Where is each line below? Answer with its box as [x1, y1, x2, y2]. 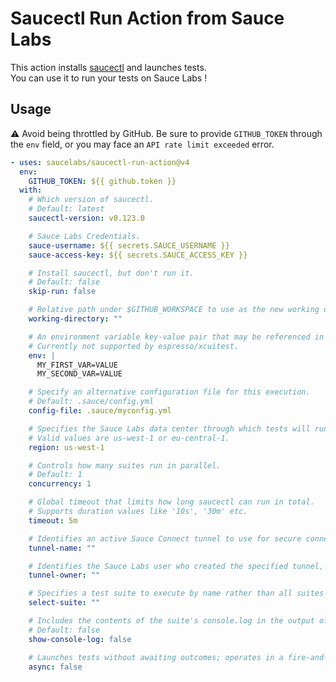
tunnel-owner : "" [28, 570, 101, 581]
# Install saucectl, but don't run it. [28, 268, 195, 278]
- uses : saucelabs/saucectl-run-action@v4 [10, 157, 190, 167]
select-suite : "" [28, 598, 101, 608]
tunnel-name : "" [28, 543, 97, 553]
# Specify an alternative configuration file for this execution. [28, 387, 311, 397]
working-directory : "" [28, 314, 123, 324]
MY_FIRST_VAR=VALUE [36, 360, 118, 370]
